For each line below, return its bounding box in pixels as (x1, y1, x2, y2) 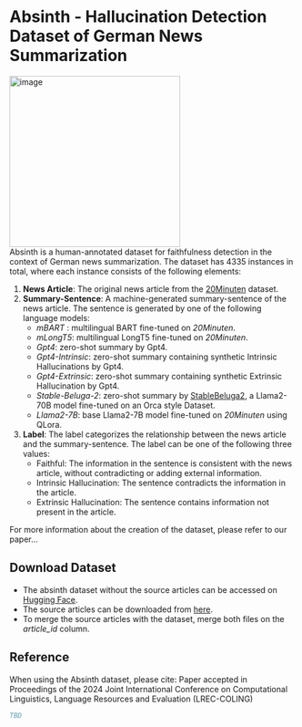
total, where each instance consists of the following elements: (9, 265, 242, 276)
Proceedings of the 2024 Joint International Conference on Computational (9, 683, 288, 694)
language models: (22, 312, 90, 323)
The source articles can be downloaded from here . (22, 604, 214, 615)
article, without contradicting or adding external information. (35, 467, 262, 478)
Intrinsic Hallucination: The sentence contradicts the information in (35, 477, 287, 488)
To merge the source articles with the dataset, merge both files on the (22, 613, 285, 624)
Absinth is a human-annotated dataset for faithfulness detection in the (9, 246, 273, 257)
